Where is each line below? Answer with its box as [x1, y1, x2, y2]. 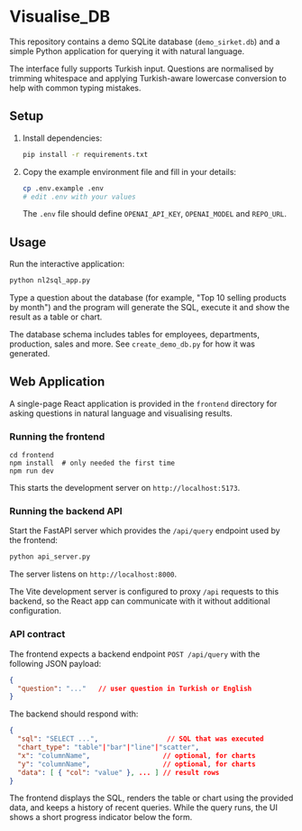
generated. [9, 348, 50, 359]
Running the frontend [9, 430, 105, 443]
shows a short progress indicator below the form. [9, 812, 193, 823]
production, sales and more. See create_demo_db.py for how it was [9, 338, 255, 349]
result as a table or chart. [9, 311, 103, 322]
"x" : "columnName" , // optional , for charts [17, 751, 256, 760]
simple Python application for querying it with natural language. [9, 45, 245, 56]
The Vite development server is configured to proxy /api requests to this [9, 586, 279, 597]
